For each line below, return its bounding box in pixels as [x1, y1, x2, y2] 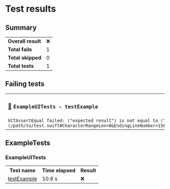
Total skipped [8, 54, 41, 61]
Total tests [8, 62, 34, 69]
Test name [9, 167, 35, 174]
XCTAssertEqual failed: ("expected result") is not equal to [8, 117, 158, 123]
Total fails [8, 46, 32, 53]
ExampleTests [5, 139, 51, 147]
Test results [5, 3, 56, 15]
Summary [5, 23, 37, 32]
